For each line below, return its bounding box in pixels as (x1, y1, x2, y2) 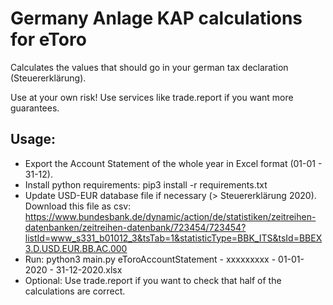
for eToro (10, 28, 87, 51)
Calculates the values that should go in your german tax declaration (10, 61, 289, 73)
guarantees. (10, 102, 60, 114)
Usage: (10, 131, 57, 148)
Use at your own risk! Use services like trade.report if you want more (10, 91, 294, 103)
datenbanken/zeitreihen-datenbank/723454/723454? (24, 221, 247, 233)
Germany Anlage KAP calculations (10, 7, 303, 30)
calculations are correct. (24, 285, 126, 297)
